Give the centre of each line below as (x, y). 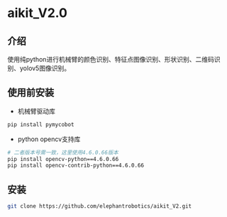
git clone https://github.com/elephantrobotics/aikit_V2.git (100, 206)
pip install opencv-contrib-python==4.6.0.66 (76, 166)
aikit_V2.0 (37, 13)
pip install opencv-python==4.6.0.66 (63, 159)
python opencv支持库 (49, 139)
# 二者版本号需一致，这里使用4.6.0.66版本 (63, 152)
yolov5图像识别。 (45, 68)
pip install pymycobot (41, 124)
